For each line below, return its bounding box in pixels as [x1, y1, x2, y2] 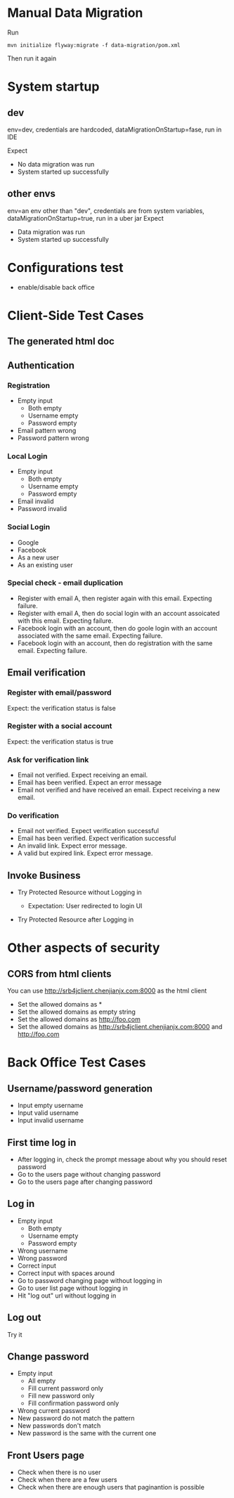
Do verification [7, 811, 60, 820]
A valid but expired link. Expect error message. [17, 849, 153, 858]
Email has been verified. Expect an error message [17, 778, 162, 787]
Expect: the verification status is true [7, 737, 114, 746]
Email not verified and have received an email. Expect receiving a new [17, 786, 220, 794]
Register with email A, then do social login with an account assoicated [17, 609, 220, 617]
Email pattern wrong [17, 426, 77, 434]
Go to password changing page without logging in [17, 1276, 162, 1284]
